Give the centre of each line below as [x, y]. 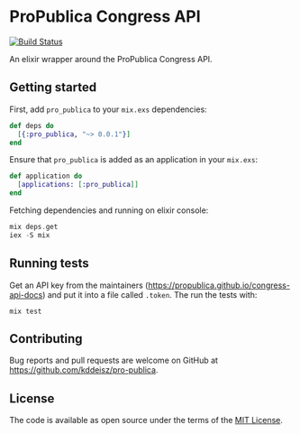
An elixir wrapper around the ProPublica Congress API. [111, 59]
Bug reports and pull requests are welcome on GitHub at [114, 360]
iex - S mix [30, 235]
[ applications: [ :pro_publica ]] [78, 185]
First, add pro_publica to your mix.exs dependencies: [108, 109]
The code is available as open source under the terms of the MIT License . [146, 420]
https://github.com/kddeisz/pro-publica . [84, 370]
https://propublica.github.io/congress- [219, 285]
